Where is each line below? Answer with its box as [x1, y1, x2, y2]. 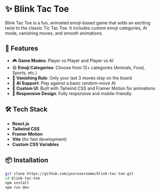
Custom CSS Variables [12, 141, 59, 147]
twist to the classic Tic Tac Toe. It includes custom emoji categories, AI [5, 25, 147, 31]
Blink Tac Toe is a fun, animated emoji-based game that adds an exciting [5, 19, 151, 25]
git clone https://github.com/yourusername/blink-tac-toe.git [5, 172, 134, 176]
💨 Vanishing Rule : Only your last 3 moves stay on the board [12, 75, 132, 81]
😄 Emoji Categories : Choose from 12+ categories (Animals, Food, [12, 64, 145, 70]
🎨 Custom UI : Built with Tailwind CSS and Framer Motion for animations [12, 85, 156, 91]
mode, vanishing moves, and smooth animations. [5, 30, 103, 36]
